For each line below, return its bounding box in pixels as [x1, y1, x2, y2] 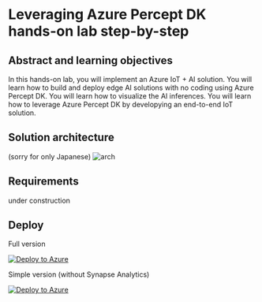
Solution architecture [8, 131, 114, 144]
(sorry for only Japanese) [8, 151, 92, 161]
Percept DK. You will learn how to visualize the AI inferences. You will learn [8, 91, 252, 100]
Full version [8, 239, 46, 249]
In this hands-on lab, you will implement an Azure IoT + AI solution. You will [8, 75, 253, 84]
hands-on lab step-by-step [8, 22, 189, 40]
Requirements [8, 175, 79, 188]
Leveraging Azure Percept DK [8, 6, 207, 24]
